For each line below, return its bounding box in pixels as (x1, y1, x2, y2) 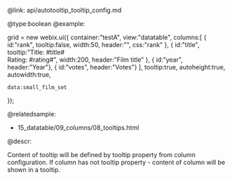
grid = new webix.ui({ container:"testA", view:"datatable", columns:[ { (7, 33, 207, 41)
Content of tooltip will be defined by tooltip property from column (7, 151, 196, 159)
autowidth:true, (7, 70, 51, 79)
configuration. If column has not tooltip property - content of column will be (7, 158, 226, 166)
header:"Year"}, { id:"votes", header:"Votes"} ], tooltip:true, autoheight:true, (7, 63, 226, 71)
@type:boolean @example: (7, 20, 86, 27)
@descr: (7, 137, 32, 145)
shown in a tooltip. (7, 166, 61, 174)
